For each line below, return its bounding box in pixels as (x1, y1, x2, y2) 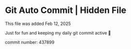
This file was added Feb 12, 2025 (5, 21, 71, 26)
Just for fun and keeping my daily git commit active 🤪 (5, 30, 111, 36)
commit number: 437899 (5, 39, 55, 45)
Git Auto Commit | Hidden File (5, 5, 127, 16)
